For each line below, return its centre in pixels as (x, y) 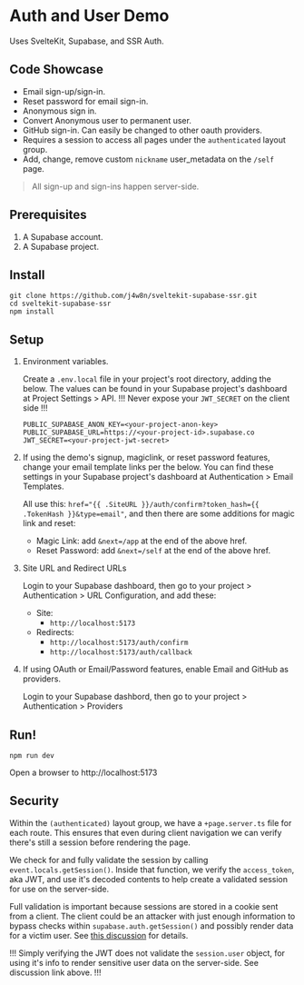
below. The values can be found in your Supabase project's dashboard (155, 389)
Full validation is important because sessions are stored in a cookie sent (144, 906)
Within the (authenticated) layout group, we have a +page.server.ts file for (151, 822)
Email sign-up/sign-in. (64, 91)
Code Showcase (57, 70)
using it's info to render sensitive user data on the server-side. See (134, 962)
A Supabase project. (61, 246)
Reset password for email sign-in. (85, 101)
